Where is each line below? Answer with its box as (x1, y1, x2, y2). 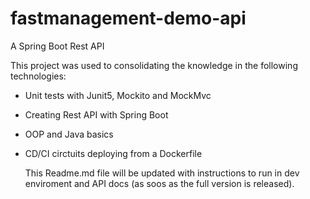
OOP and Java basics (24, 128, 114, 140)
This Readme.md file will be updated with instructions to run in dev (24, 167, 300, 179)
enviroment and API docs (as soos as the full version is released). (24, 177, 295, 189)
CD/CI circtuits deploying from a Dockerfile (24, 147, 203, 159)
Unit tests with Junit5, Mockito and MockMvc (24, 89, 212, 101)
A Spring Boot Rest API (10, 40, 105, 52)
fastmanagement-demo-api (10, 7, 247, 30)
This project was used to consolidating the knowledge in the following (10, 59, 298, 71)
